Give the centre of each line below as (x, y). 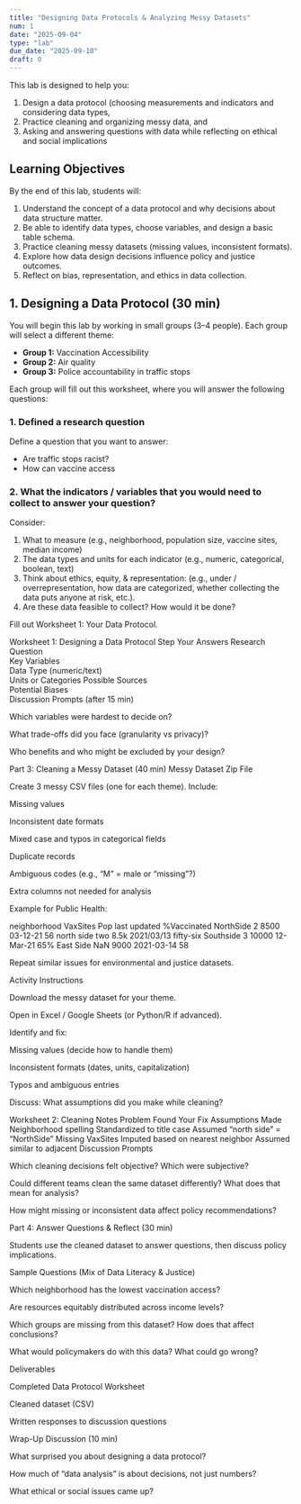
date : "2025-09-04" (46, 34)
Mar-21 (22, 946)
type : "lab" (31, 43)
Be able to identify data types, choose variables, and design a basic (148, 227)
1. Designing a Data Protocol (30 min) (115, 304)
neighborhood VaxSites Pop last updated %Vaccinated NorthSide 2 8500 (145, 926)
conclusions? (34, 1335)
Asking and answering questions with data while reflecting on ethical (150, 131)
